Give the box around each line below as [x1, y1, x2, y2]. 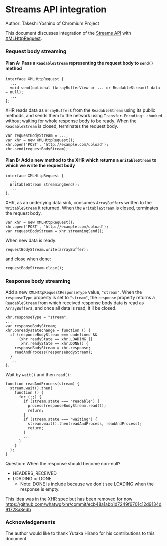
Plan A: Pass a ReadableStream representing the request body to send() [5, 60, 154, 66]
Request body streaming [5, 48, 67, 55]
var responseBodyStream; [5, 323, 57, 328]
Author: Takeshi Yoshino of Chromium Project [5, 20, 99, 26]
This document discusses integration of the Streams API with [5, 30, 131, 36]
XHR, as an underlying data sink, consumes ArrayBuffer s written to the [5, 200, 152, 206]
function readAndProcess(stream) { [5, 381, 80, 386]
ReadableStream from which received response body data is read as [5, 300, 144, 306]
